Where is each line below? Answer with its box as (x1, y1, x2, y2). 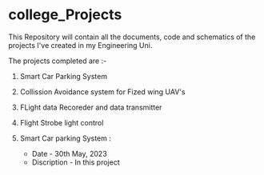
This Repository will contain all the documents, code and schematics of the (8, 32, 256, 42)
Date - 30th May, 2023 (31, 149, 108, 158)
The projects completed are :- (8, 56, 107, 66)
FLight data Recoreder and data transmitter (19, 102, 162, 112)
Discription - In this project (31, 157, 120, 167)
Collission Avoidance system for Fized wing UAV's (19, 86, 186, 97)
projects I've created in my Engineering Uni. (8, 40, 153, 50)
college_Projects (8, 6, 122, 24)
